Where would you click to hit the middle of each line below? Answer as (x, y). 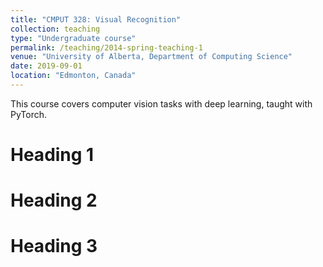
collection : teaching (55, 29)
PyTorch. (29, 114)
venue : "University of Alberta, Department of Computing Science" (151, 57)
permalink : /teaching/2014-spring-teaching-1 (106, 47)
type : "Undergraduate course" (73, 38)
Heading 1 (52, 155)
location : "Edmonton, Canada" (73, 76)
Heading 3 (54, 246)
